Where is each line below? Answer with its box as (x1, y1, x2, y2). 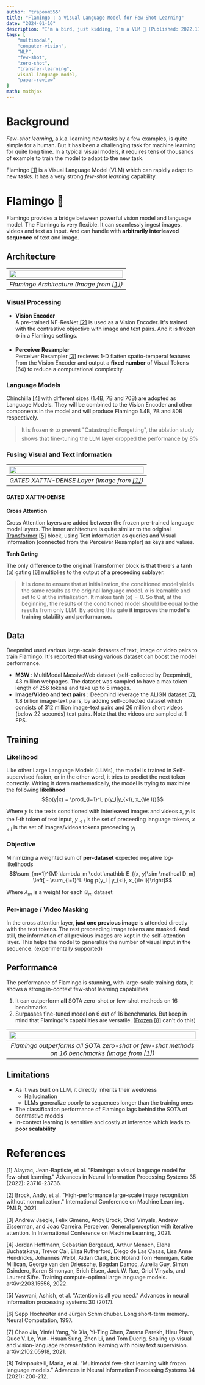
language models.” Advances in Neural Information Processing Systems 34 (6, 1366, 195, 1373)
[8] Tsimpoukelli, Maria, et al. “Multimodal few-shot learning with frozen (6, 1359, 187, 1367)
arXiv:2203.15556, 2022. (6, 1280, 68, 1287)
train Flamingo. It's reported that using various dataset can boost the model (6, 653, 196, 660)
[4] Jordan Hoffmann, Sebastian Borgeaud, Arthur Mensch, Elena (6, 1241, 171, 1248)
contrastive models (15, 1112, 64, 1119)
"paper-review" (17, 77, 56, 83)
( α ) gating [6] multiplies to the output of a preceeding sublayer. (6, 569, 165, 576)
